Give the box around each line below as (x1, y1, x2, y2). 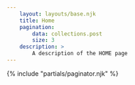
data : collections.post (32, 30, 102, 38)
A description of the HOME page (32, 50, 129, 57)
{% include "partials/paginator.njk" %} (6, 69, 119, 78)
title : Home (19, 17, 55, 24)
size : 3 (32, 37, 55, 44)
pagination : (19, 23, 55, 30)
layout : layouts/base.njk (19, 10, 97, 18)
